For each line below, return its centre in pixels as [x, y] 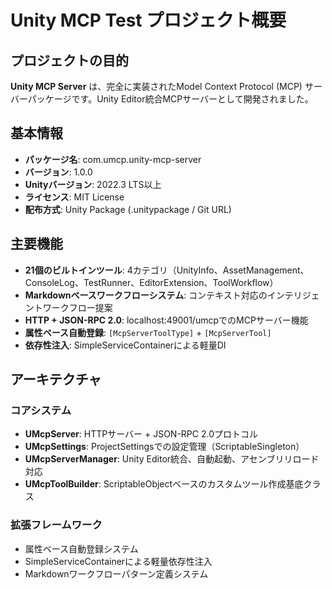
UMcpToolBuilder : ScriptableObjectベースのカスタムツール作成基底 [164, 484]
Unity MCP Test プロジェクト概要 [148, 20]
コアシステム [41, 410]
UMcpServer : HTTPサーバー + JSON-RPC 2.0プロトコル [141, 434]
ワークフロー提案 [77, 307]
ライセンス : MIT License [74, 197]
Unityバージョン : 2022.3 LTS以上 [93, 184]
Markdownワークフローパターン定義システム [116, 573]
